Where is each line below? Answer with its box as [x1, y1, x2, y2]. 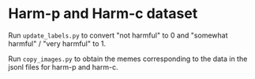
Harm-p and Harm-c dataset [8, 5, 198, 23]
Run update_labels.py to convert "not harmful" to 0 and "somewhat [8, 31, 228, 40]
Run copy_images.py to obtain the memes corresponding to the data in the [8, 54, 248, 63]
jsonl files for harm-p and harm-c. [8, 62, 118, 71]
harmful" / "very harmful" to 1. [8, 38, 107, 48]
